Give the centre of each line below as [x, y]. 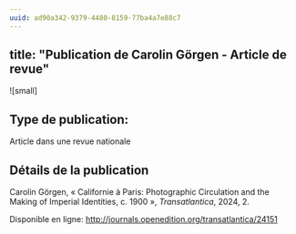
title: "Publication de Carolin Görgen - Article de [148, 55]
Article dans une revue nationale [70, 141]
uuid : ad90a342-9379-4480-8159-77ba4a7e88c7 [95, 18]
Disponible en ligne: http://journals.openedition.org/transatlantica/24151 [143, 219]
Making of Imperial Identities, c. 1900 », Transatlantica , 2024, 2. [130, 202]
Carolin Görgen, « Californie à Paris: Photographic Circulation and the [140, 192]
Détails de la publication [79, 170]
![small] [24, 91]
